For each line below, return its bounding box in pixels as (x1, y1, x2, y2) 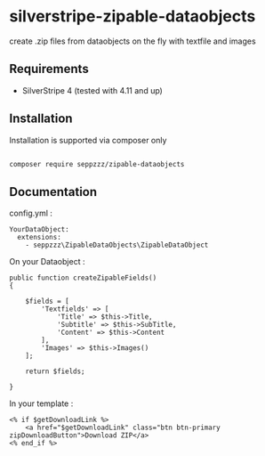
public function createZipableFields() (9, 273, 157, 282)
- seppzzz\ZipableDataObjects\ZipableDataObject (25, 240, 209, 250)
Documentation (9, 184, 98, 199)
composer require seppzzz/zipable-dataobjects (9, 159, 185, 168)
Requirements (9, 61, 89, 77)
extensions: (17, 233, 62, 242)
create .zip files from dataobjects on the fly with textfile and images (9, 36, 256, 46)
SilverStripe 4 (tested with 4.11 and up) (21, 85, 163, 95)
